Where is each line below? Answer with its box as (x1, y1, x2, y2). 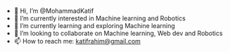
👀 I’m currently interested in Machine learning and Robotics (13, 14, 186, 22)
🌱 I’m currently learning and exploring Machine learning (13, 22, 176, 30)
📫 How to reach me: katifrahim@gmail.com (13, 37, 141, 45)
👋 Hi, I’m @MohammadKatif (13, 7, 94, 15)
